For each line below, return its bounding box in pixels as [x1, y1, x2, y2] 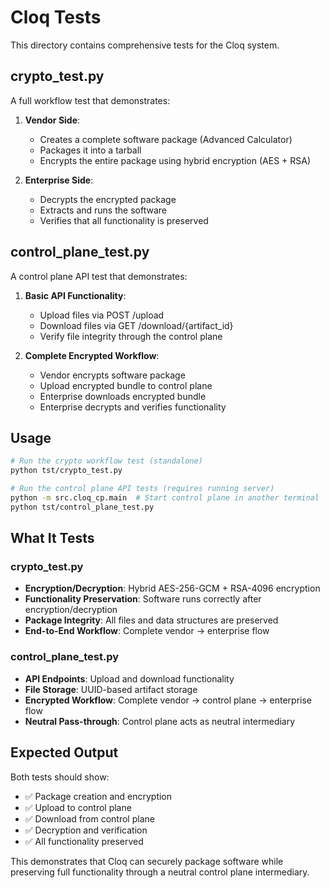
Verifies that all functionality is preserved [39, 214, 209, 226]
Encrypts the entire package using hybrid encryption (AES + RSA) [39, 154, 312, 166]
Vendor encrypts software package [39, 369, 186, 381]
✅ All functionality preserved [24, 835, 144, 847]
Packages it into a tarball [39, 144, 142, 156]
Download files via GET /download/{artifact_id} [39, 319, 234, 331]
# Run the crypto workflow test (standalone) [10, 456, 203, 466]
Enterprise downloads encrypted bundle [39, 390, 207, 402]
